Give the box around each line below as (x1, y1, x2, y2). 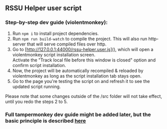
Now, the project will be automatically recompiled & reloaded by (12, 67, 144, 73)
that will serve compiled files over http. (26, 41, 107, 47)
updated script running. (12, 83, 61, 89)
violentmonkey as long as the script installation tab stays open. (12, 72, 142, 79)
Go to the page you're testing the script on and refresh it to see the (12, 78, 150, 84)
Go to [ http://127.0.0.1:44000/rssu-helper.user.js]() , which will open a (12, 46, 154, 52)
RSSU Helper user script (5, 4, 82, 12)
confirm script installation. (12, 62, 66, 68)
